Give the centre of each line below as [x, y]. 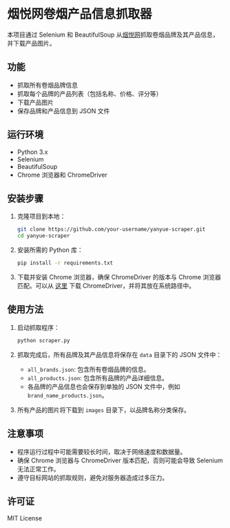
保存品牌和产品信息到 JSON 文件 [63, 110]
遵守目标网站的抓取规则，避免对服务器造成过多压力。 [93, 478]
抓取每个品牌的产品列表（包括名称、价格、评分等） [90, 93]
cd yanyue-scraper [43, 236]
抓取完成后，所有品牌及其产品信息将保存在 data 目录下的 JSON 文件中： [119, 354]
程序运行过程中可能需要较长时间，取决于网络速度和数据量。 [102, 451]
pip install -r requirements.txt [65, 263]
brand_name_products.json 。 [67, 395]
